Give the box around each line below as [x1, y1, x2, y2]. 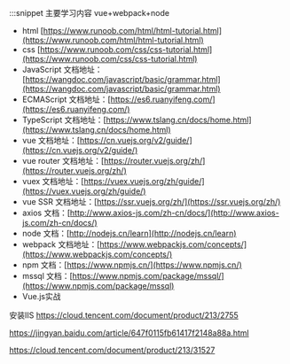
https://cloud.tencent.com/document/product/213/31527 [9, 345, 216, 355]
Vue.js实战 [21, 291, 61, 301]
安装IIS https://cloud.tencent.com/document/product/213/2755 [9, 310, 239, 321]
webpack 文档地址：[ [21, 239, 100, 250]
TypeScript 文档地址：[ [21, 114, 106, 125]
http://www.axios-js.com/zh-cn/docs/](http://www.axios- [69, 207, 279, 218]
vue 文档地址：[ [21, 136, 81, 145]
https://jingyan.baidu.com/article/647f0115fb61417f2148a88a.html [9, 328, 250, 338]
